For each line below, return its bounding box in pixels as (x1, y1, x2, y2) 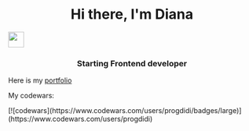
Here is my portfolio (8, 76, 72, 85)
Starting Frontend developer (77, 58, 187, 69)
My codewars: (8, 91, 55, 101)
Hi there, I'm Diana (70, 5, 194, 23)
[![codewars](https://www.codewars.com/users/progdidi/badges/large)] (8, 106, 242, 115)
